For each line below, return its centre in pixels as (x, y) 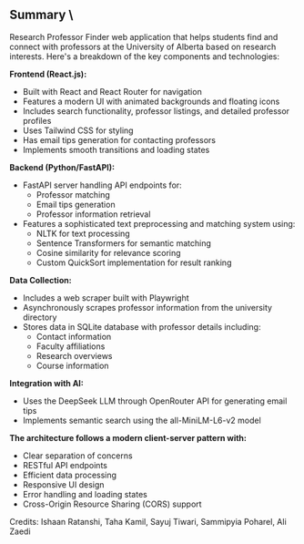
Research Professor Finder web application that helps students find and (144, 36)
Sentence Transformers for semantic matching (124, 243)
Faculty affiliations (71, 346)
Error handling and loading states (85, 494)
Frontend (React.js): (48, 74)
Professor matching (73, 194)
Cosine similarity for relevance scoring (108, 252)
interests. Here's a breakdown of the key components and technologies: (145, 56)
